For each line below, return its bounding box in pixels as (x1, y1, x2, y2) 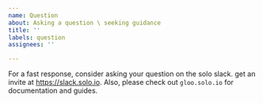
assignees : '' (8, 41, 55, 49)
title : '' (8, 26, 41, 34)
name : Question (8, 11, 59, 20)
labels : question (8, 33, 66, 42)
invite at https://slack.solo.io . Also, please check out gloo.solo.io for (8, 78, 234, 87)
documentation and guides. (8, 86, 98, 95)
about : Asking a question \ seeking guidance (8, 19, 161, 27)
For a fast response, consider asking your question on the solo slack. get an (8, 69, 256, 79)
